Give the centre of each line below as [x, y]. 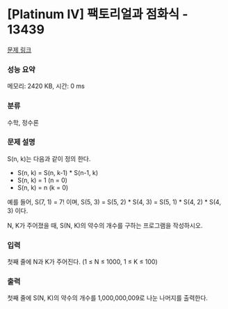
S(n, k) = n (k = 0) [43, 187]
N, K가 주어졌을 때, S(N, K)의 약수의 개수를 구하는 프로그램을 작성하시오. [105, 225]
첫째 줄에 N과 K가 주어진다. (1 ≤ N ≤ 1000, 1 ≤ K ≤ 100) [82, 262]
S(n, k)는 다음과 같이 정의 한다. [49, 158]
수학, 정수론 [23, 122]
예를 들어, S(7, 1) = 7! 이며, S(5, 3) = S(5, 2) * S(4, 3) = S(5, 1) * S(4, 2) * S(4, [114, 202]
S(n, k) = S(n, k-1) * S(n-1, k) [58, 172]
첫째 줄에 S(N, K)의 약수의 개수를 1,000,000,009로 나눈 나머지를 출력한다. [108, 298]
